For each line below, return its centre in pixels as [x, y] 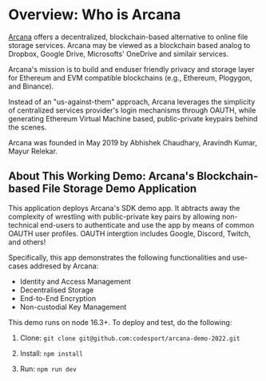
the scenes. [28, 127]
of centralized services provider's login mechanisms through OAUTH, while [132, 110]
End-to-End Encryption [58, 298]
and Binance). [31, 86]
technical [23, 224]
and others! [27, 242]
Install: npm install [52, 353]
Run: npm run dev [48, 368]
